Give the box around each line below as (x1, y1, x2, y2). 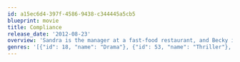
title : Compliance (7, 24, 62, 31)
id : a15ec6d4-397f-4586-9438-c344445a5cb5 (7, 10, 136, 18)
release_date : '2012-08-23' (7, 30, 91, 38)
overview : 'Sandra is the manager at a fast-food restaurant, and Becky (7, 37, 229, 44)
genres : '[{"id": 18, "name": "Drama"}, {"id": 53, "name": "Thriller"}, (7, 43, 232, 51)
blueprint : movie (7, 17, 59, 24)
